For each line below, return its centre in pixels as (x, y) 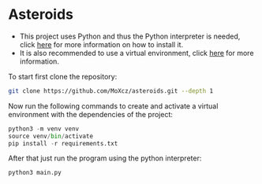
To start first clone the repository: (63, 76)
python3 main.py (35, 173)
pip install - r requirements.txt (63, 143)
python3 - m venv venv (44, 129)
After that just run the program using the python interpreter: (105, 158)
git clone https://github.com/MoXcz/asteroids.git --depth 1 (111, 91)
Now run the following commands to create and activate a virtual (113, 106)
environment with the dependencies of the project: (91, 114)
